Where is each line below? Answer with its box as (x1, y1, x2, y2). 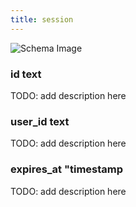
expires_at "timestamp (10, 162, 124, 176)
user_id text (10, 114, 70, 128)
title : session (10, 14, 74, 25)
